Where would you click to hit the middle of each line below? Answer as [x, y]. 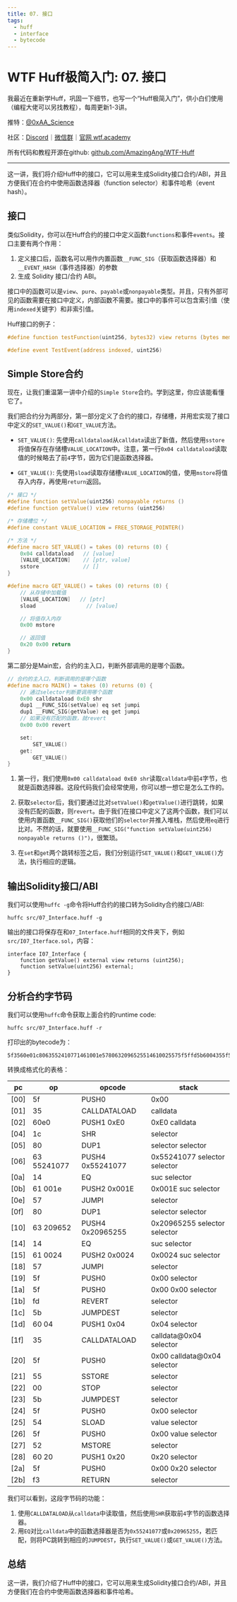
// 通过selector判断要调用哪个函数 [66, 692]
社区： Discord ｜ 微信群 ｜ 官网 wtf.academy [69, 137]
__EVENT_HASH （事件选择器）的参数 [67, 267]
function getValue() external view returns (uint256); [102, 961]
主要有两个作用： [38, 243]
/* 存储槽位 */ [28, 521]
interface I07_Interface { [47, 954]
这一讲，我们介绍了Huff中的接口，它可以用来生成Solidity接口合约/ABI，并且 [117, 1582]
